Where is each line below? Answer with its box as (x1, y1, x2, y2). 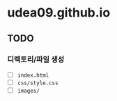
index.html (17, 71, 49, 79)
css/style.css (17, 80, 58, 86)
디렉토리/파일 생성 (7, 54, 65, 64)
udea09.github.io (7, 5, 111, 21)
